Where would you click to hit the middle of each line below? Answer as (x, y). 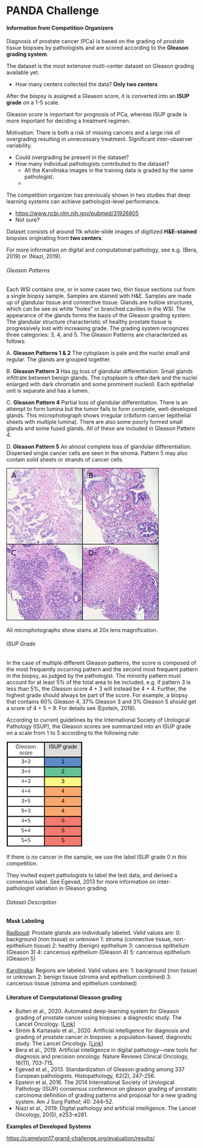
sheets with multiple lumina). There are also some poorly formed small (94, 421)
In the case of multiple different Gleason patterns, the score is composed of (101, 663)
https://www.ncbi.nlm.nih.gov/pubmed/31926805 (77, 213)
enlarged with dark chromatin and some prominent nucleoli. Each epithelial (100, 384)
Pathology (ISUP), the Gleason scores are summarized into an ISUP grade (99, 726)
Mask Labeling (25, 921)
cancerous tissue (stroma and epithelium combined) (72, 984)
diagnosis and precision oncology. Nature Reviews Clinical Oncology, (102, 1056)
